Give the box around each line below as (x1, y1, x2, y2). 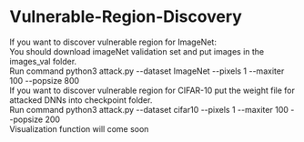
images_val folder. (9, 56, 77, 66)
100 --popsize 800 (9, 75, 80, 86)
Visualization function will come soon (9, 123, 149, 134)
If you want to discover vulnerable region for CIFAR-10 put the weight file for (9, 85, 296, 96)
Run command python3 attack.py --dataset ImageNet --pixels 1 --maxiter (9, 66, 285, 76)
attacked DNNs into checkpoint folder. (9, 94, 153, 106)
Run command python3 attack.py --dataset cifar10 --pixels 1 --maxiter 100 (9, 104, 289, 115)
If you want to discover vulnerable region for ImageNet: (9, 36, 217, 47)
